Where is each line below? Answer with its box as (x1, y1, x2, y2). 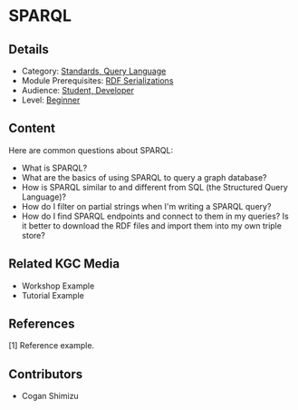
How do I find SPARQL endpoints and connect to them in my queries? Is (21, 210, 289, 221)
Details (8, 42, 49, 57)
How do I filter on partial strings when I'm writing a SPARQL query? (21, 200, 272, 211)
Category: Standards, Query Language (21, 65, 167, 76)
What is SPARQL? (21, 162, 88, 173)
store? (21, 229, 46, 240)
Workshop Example (21, 280, 95, 291)
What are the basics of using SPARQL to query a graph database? (21, 171, 267, 182)
